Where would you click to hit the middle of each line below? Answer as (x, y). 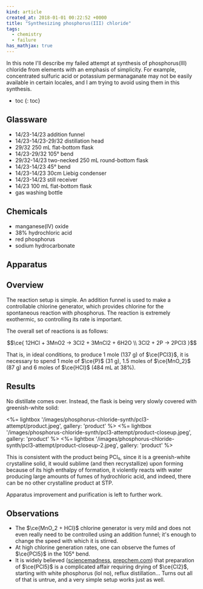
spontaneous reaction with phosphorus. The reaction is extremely (88, 313)
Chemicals (27, 212)
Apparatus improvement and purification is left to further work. (85, 494)
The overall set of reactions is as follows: (57, 331)
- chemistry (27, 35)
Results (21, 386)
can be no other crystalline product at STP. (60, 483)
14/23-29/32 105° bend (44, 154)
